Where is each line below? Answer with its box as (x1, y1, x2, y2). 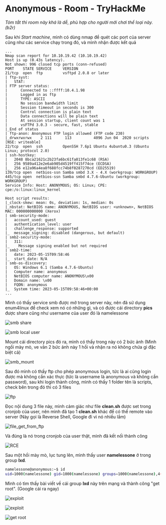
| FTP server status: (5, 83, 50, 88)
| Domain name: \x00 (5, 278, 52, 283)
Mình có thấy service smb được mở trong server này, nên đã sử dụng (5, 299, 146, 305)
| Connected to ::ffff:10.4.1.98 (5, 87, 85, 93)
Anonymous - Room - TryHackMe (5, 3, 146, 14)
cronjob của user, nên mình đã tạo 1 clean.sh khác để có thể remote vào (5, 408, 153, 414)
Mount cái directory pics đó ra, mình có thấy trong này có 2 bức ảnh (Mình (5, 339, 157, 345)
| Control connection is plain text (5, 109, 92, 114)
